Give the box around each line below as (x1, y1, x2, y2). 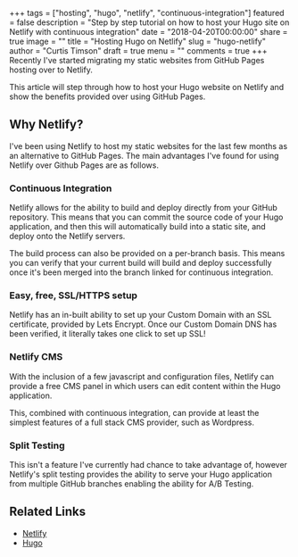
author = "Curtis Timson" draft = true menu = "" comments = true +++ (9, 46, 268, 56)
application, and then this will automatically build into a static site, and (9, 221, 266, 232)
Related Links (9, 504, 87, 520)
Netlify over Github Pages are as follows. (9, 160, 159, 170)
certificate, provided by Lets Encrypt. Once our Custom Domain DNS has (9, 319, 277, 329)
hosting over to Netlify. (9, 64, 94, 75)
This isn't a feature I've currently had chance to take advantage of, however (9, 460, 288, 470)
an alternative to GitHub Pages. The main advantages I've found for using (9, 150, 279, 161)
